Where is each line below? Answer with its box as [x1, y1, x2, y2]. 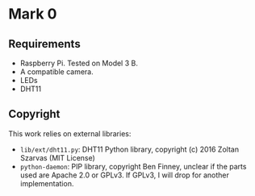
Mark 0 [8, 5, 57, 23]
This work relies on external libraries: [8, 128, 132, 138]
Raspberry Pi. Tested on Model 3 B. [19, 58, 139, 68]
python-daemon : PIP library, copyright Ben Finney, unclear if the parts [19, 161, 247, 171]
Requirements [8, 37, 81, 51]
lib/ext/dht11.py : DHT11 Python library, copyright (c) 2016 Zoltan [19, 144, 240, 154]
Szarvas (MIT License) [19, 152, 95, 162]
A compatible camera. [19, 67, 94, 77]
